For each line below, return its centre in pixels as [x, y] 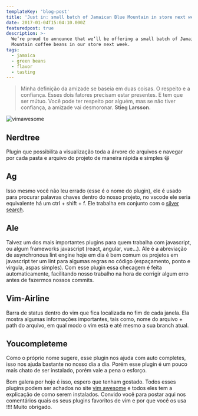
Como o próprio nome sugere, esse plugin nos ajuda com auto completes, [96, 358]
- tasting [23, 72]
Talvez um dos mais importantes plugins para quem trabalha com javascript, [99, 242]
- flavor [22, 66]
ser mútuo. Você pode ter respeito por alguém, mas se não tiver [98, 101]
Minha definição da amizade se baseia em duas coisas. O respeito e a [105, 89]
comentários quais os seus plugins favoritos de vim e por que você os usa [96, 401]
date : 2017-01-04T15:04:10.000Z [46, 22]
